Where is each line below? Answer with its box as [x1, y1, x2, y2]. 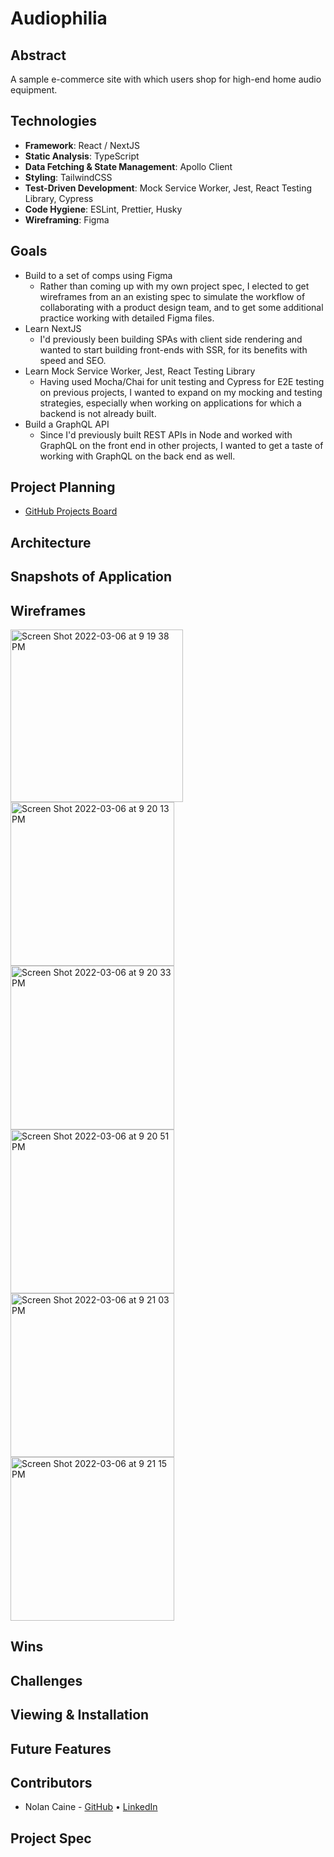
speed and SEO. [39, 354, 107, 366]
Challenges [10, 1672, 83, 1689]
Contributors [10, 1774, 93, 1791]
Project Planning [10, 479, 116, 496]
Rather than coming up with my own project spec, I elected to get [39, 280, 310, 292]
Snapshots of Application [10, 568, 173, 586]
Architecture [10, 534, 92, 551]
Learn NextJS [24, 322, 82, 334]
